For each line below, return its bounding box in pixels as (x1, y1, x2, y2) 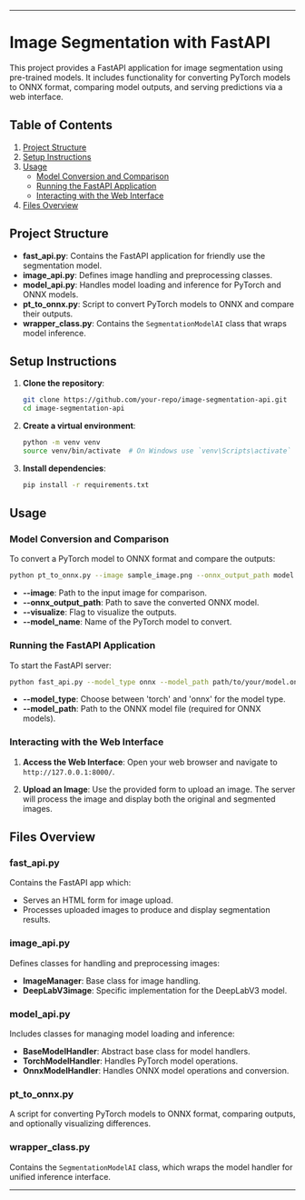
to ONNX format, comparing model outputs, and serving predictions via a (9, 81, 283, 92)
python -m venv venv (22, 438, 101, 447)
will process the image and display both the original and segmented (22, 793, 276, 805)
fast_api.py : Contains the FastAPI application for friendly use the (22, 250, 266, 261)
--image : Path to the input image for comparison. (22, 587, 207, 598)
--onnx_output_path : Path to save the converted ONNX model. (22, 597, 260, 608)
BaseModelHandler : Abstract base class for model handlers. (22, 1046, 251, 1057)
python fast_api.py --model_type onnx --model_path (9, 677, 209, 686)
